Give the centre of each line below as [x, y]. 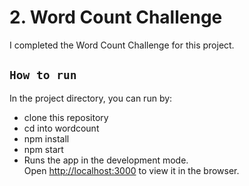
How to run [43, 75]
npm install [46, 138]
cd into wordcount [61, 128]
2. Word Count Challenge [116, 17]
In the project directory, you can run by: [91, 98]
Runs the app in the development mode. [106, 160]
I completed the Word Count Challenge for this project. [122, 45]
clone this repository [66, 117]
